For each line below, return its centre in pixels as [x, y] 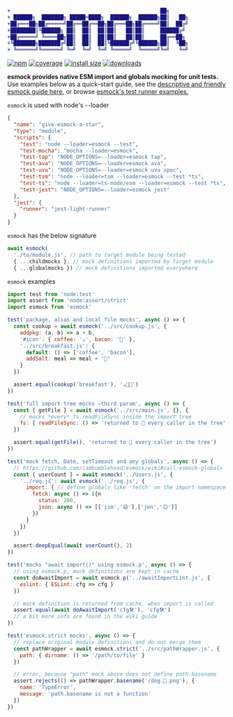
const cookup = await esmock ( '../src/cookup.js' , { [90, 326]
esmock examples [31, 281]
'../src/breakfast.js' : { [58, 346]
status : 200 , [57, 501]
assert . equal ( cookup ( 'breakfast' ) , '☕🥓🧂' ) [76, 384]
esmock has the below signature [52, 236]
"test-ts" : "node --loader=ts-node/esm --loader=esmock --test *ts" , [123, 183]
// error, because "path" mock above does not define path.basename [115, 674]
